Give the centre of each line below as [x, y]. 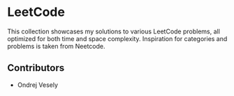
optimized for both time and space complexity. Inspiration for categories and [117, 38]
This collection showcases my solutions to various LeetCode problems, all [114, 31]
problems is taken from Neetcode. [56, 46]
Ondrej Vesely [37, 85]
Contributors [36, 68]
